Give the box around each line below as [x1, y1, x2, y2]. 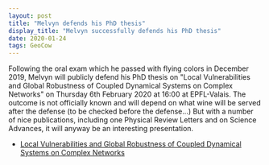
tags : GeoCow [8, 42, 52, 50]
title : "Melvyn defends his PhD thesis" [8, 19, 147, 27]
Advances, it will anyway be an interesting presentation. [8, 124, 194, 134]
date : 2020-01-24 [8, 34, 67, 43]
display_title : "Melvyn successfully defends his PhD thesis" [8, 27, 221, 35]
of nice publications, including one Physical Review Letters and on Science [8, 115, 257, 125]
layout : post [8, 11, 52, 20]
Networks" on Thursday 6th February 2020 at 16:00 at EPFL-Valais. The [8, 89, 246, 99]
